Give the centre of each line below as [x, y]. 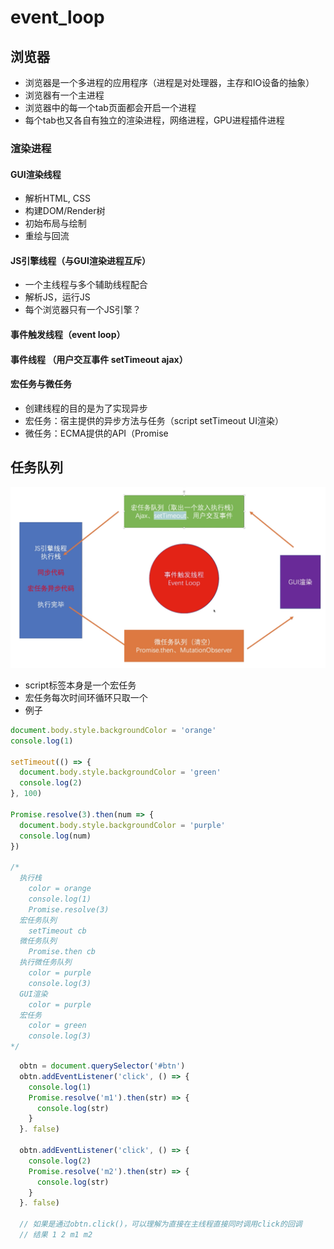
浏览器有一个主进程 [64, 95]
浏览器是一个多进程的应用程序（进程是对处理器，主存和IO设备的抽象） [169, 82]
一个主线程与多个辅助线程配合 [86, 285]
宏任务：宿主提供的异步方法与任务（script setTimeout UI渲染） [154, 420]
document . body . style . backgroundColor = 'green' [120, 772]
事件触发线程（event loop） [68, 334]
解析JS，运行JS [57, 297]
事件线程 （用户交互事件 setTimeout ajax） [99, 359]
